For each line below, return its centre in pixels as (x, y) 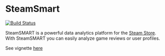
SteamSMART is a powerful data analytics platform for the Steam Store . (81, 33)
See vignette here (24, 48)
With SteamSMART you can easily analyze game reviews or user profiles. (83, 38)
